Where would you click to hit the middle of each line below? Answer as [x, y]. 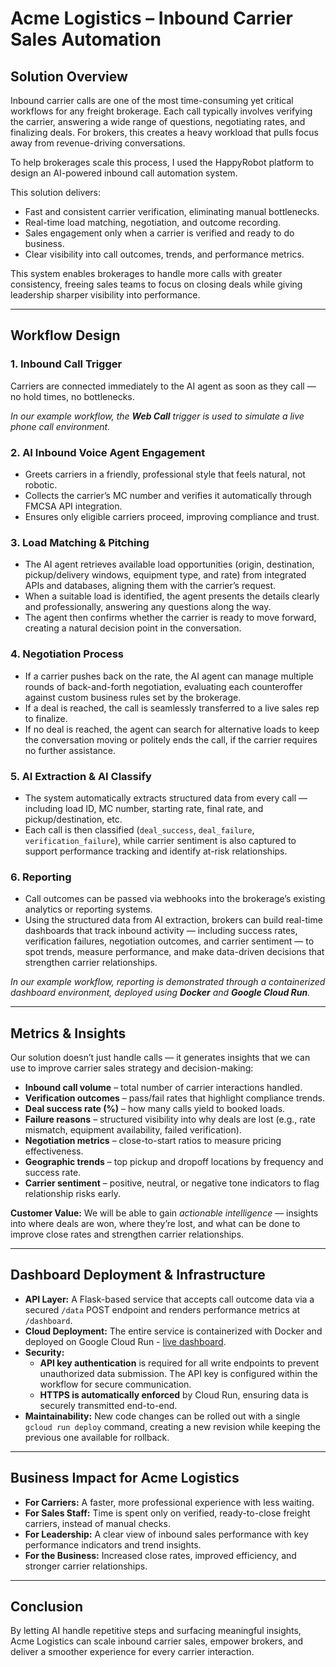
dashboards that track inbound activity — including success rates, [161, 931]
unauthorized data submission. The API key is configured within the [178, 1373]
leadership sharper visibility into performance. [105, 295]
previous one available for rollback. [97, 1437]
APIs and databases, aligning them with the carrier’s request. [150, 586]
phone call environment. [60, 426]
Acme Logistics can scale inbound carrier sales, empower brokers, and [157, 1641]
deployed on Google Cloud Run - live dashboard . [125, 1341]
